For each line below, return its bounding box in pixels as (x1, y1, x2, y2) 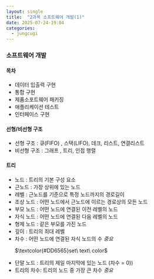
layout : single (6, 8, 43, 15)
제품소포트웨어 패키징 (14, 96, 64, 103)
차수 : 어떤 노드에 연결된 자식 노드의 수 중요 (14, 235, 113, 242)
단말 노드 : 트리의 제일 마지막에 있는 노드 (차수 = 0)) (14, 259, 133, 266)
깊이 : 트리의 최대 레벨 (14, 228, 65, 235)
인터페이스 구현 (14, 111, 50, 118)
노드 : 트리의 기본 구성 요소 (14, 176, 76, 183)
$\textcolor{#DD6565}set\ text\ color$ (14, 246, 108, 254)
